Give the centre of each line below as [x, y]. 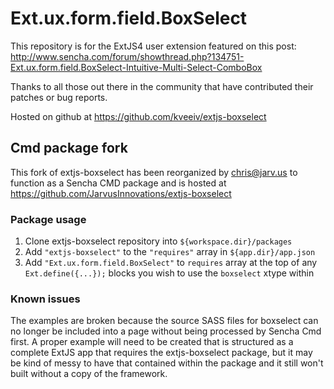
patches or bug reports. [59, 97]
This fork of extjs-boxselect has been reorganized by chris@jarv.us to [154, 172]
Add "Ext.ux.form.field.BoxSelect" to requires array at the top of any [171, 263]
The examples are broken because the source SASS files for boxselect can [164, 321]
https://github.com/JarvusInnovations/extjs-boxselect [121, 193]
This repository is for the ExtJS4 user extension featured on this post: [153, 46]
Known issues [45, 299]
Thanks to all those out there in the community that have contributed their [162, 86]
